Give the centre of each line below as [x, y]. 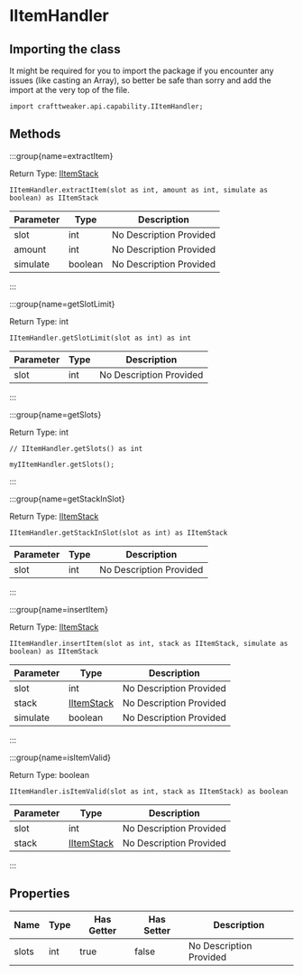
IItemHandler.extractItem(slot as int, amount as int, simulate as [139, 190]
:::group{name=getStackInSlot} [67, 499]
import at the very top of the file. [69, 90]
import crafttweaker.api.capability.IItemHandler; [106, 107]
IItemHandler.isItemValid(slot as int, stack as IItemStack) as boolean [149, 792]
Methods [35, 134]
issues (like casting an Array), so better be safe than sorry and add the [141, 80]
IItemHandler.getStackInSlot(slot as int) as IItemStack [119, 533]
